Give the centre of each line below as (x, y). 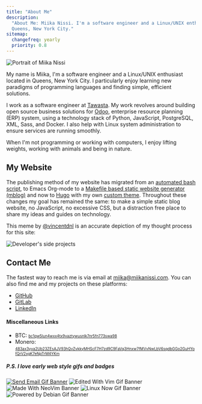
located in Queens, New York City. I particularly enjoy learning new (89, 80)
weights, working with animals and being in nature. (69, 149)
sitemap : (17, 34)
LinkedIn (26, 308)
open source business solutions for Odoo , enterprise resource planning (95, 111)
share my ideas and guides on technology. (59, 214)
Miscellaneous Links (32, 322)
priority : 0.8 (29, 46)
